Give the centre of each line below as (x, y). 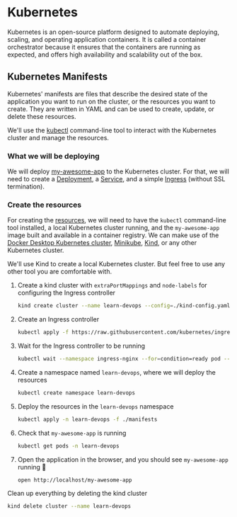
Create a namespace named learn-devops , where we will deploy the (116, 372)
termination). (26, 187)
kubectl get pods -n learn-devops (68, 446)
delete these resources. (42, 116)
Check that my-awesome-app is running (72, 433)
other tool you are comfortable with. (60, 272)
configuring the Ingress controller (66, 293)
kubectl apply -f (43, 333)
